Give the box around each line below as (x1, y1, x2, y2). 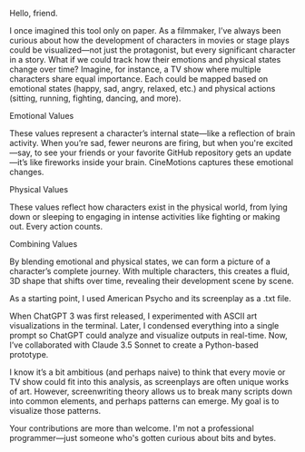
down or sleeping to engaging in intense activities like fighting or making (9, 211, 280, 221)
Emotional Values (9, 111, 74, 121)
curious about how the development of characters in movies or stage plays (9, 35, 290, 45)
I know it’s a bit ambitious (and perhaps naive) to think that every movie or (9, 367, 286, 378)
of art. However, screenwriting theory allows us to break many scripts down (9, 386, 293, 397)
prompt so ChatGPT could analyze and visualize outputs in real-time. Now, (9, 330, 288, 340)
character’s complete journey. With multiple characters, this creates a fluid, (9, 266, 290, 276)
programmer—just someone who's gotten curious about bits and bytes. (9, 433, 277, 443)
